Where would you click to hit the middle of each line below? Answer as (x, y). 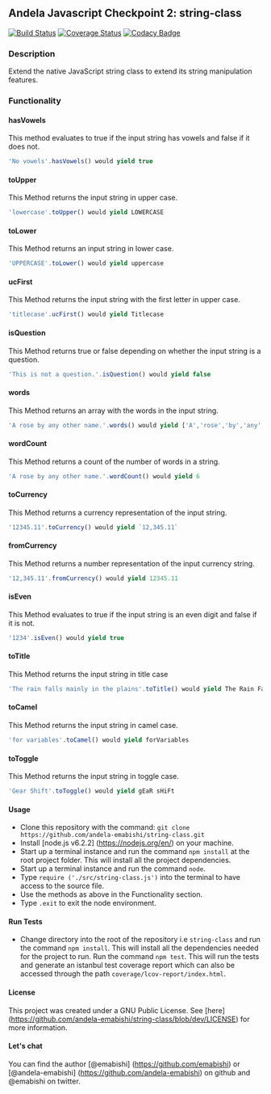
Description (32, 53)
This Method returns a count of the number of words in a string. (114, 461)
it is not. (21, 623)
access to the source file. (62, 886)
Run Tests (25, 921)
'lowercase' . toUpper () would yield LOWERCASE (86, 212)
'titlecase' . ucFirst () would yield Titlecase (86, 314)
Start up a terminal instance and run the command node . (113, 869)
